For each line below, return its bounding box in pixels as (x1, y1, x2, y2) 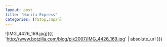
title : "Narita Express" (5, 12, 58, 17)
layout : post (5, 7, 33, 13)
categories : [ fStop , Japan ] (5, 17, 62, 22)
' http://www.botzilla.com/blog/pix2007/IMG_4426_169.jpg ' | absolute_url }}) (5, 36, 163, 42)
